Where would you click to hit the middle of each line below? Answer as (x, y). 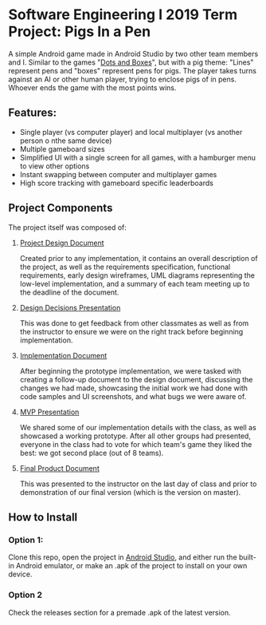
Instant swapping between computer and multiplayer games (118, 174)
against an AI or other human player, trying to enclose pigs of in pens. (123, 79)
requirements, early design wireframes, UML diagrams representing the (137, 275)
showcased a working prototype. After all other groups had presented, (135, 436)
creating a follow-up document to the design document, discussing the (136, 379)
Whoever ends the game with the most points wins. (92, 87)
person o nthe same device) (66, 140)
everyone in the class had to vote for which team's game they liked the (136, 444)
